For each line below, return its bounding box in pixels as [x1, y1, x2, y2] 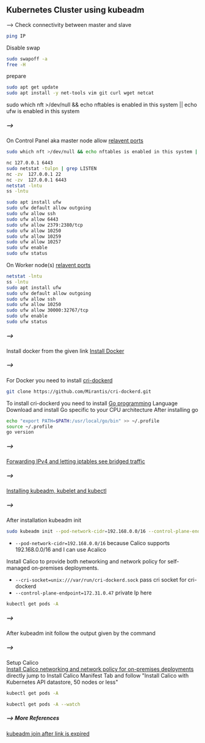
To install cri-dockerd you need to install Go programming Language [6, 400, 178, 407]
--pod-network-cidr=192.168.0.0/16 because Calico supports [15, 540, 170, 547]
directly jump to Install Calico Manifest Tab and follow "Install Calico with [6, 672, 189, 679]
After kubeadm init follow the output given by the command [6, 629, 156, 637]
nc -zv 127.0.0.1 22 [6, 171, 62, 177]
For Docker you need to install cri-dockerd [6, 376, 113, 384]
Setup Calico [6, 659, 38, 666]
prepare [6, 73, 26, 80]
